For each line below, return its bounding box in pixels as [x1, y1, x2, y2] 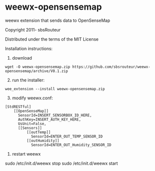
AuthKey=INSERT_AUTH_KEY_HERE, [17, 117, 81, 122]
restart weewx [12, 151, 41, 156]
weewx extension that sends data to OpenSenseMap [5, 17, 110, 23]
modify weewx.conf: [12, 95, 53, 101]
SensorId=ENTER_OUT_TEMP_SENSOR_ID [31, 134, 103, 139]
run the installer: [12, 77, 45, 83]
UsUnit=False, [17, 121, 47, 126]
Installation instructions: [5, 46, 53, 51]
